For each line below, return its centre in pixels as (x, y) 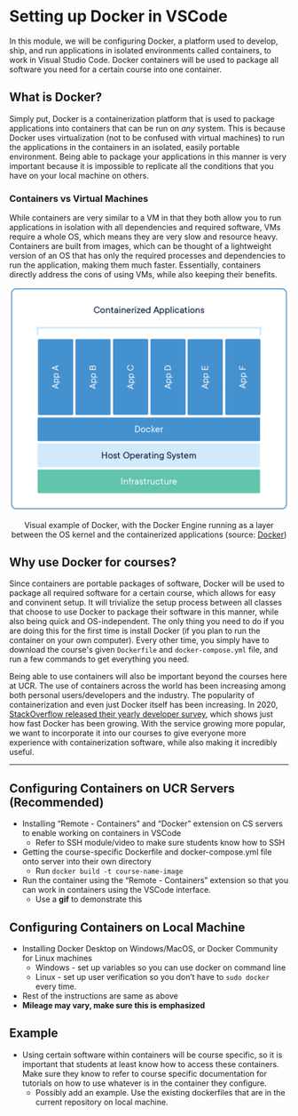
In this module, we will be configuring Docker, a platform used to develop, (144, 41)
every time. (56, 987)
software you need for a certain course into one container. (116, 69)
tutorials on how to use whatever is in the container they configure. (145, 1083)
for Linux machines (57, 959)
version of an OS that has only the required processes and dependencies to (147, 256)
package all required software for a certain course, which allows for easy (143, 593)
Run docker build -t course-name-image (109, 871)
